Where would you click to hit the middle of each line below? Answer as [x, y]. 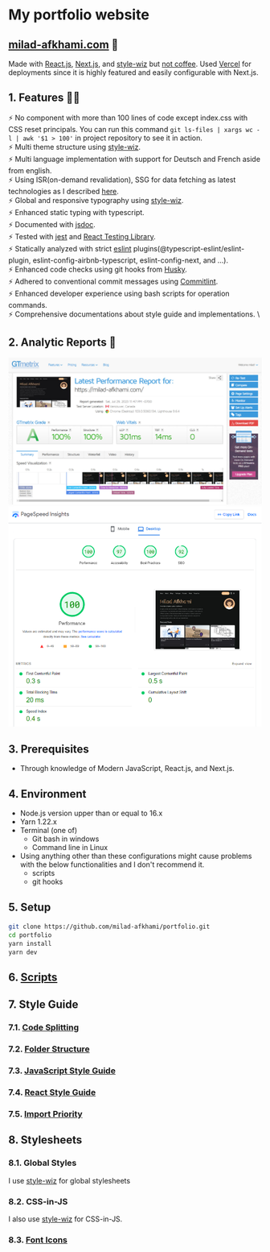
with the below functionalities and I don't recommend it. [112, 864]
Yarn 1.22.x [39, 822]
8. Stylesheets [45, 1140]
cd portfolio [30, 935]
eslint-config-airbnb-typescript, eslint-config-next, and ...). [131, 260]
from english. [30, 170]
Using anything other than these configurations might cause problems [136, 856]
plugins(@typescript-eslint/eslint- [189, 248]
